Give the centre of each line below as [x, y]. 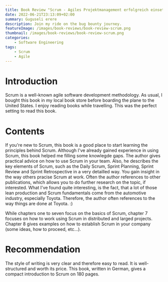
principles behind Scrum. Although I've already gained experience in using [82, 150]
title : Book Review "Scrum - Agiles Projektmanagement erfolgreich [77, 10]
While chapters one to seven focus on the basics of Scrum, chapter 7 [76, 213]
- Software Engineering [39, 43]
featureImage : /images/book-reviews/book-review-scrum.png [68, 29]
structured [16, 269]
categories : [17, 38]
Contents [25, 131]
